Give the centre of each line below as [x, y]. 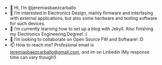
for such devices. [27, 23]
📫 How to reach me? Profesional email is [52, 45]
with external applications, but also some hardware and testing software [83, 18]
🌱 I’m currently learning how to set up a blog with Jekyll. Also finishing [81, 29]
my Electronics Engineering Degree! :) [49, 34]
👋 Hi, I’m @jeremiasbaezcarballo [43, 8]
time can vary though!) [33, 57]
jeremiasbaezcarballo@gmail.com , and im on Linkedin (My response [80, 52]
